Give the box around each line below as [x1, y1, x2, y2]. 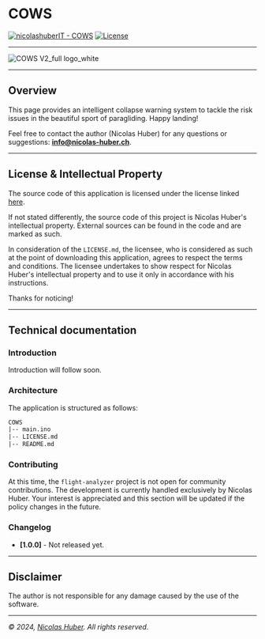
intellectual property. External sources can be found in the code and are [8, 221, 242, 230]
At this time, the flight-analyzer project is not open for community [8, 477, 226, 486]
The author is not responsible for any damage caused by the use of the [8, 591, 239, 601]
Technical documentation [8, 323, 137, 337]
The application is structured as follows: [8, 403, 138, 412]
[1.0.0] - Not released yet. [19, 539, 105, 550]
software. [8, 599, 39, 609]
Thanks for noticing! [8, 293, 73, 303]
